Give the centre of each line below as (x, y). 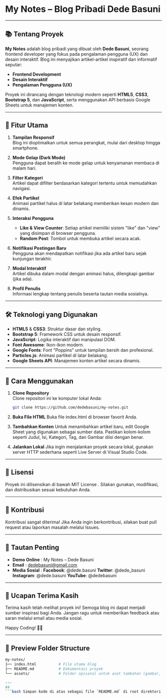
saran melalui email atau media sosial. (44, 618)
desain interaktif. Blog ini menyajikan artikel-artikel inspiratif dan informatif (81, 59)
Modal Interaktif (29, 268)
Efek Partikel (26, 198)
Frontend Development (37, 74)
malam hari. (24, 168)
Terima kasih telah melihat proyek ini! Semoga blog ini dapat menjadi (75, 607)
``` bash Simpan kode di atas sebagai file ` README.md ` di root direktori (83, 692)
